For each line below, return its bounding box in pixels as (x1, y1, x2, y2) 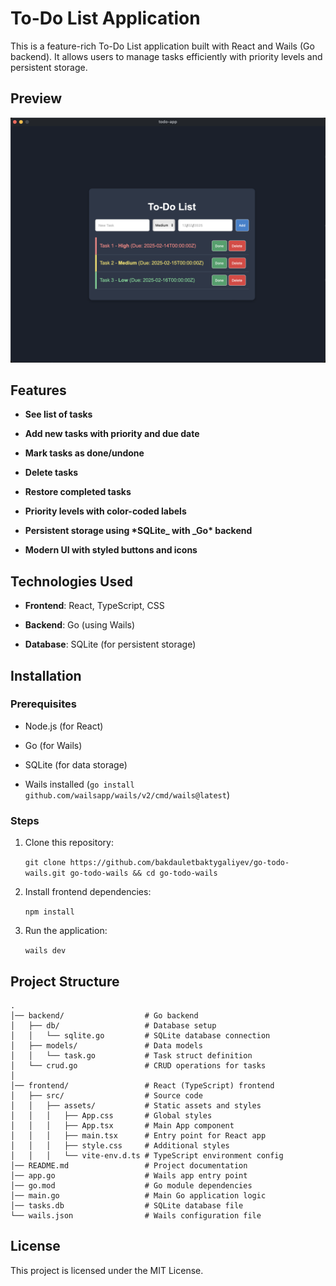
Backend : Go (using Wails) (24, 619, 136, 631)
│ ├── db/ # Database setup (10, 1020, 217, 1031)
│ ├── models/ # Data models (10, 1040, 203, 1051)
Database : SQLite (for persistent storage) (24, 638, 197, 651)
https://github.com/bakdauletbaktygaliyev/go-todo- (69, 858, 290, 868)
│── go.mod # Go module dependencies (10, 1180, 253, 1191)
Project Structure (10, 973, 120, 990)
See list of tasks (24, 408, 93, 421)
